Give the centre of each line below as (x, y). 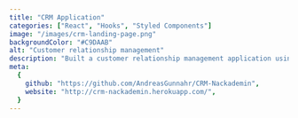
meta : (19, 67)
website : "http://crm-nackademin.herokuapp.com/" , (121, 91)
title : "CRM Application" (57, 17)
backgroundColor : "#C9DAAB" (61, 42)
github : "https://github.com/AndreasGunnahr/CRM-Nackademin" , (142, 83)
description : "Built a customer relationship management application (141, 59)
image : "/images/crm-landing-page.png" (83, 34)
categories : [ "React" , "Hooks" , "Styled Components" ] (111, 26)
